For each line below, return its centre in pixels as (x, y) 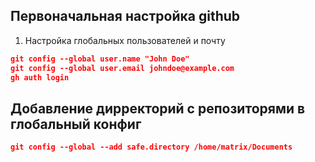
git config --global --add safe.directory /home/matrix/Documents (151, 147)
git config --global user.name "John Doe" (100, 59)
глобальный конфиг (76, 124)
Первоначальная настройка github (125, 16)
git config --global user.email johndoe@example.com (122, 68)
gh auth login (40, 77)
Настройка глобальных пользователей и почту (125, 40)
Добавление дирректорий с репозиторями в (158, 108)
